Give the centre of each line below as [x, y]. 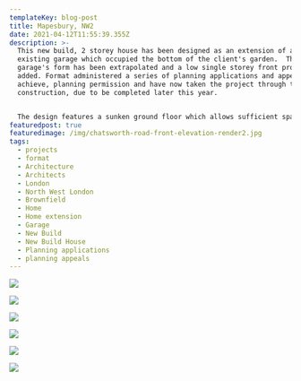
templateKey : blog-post [54, 17]
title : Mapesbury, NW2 [52, 26]
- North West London [56, 192]
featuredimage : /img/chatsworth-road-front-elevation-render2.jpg [136, 134]
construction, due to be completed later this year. [118, 92]
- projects [38, 150]
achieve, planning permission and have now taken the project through [152, 84]
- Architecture [46, 167]
